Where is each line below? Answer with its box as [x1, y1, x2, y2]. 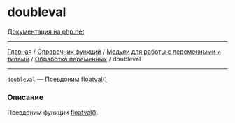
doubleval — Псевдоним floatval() [7, 75, 107, 83]
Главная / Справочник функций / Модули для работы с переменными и [7, 47, 222, 56]
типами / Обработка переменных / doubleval [7, 55, 141, 63]
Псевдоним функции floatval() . [7, 108, 99, 117]
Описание [7, 92, 44, 102]
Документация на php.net [7, 27, 85, 36]
